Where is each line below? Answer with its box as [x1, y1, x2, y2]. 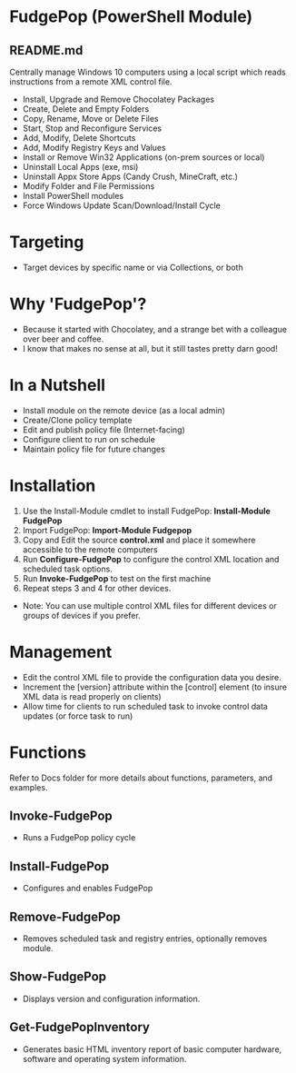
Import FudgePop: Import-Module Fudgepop [22, 524, 192, 535]
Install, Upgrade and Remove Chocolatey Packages [22, 94, 215, 104]
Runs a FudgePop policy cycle [22, 832, 136, 843]
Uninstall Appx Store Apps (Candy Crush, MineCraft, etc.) [22, 171, 239, 182]
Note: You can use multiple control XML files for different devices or [22, 600, 277, 611]
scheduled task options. [22, 563, 113, 574]
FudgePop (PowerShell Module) [9, 6, 253, 27]
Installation [9, 475, 96, 496]
